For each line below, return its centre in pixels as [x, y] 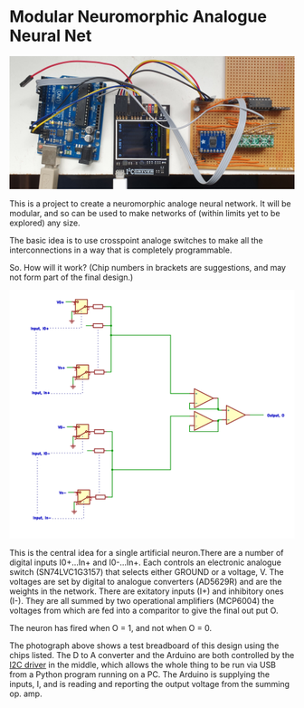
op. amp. [26, 694]
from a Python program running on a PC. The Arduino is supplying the [139, 674]
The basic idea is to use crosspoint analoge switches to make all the [137, 241]
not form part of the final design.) [71, 277]
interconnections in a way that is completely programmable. [121, 250]
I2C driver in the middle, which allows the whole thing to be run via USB [143, 665]
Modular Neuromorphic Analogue [138, 17]
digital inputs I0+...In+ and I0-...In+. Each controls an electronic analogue [146, 562]
